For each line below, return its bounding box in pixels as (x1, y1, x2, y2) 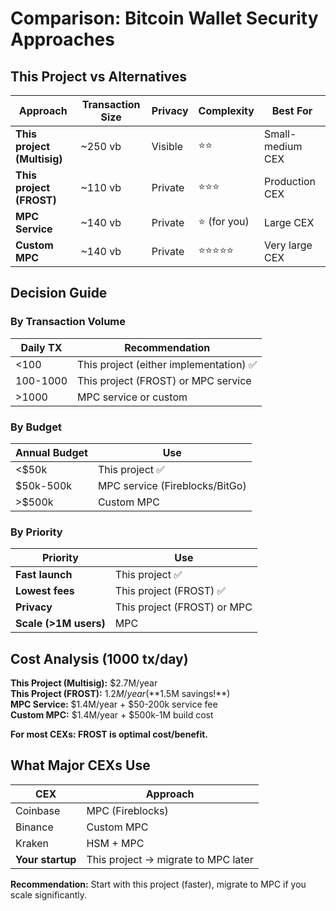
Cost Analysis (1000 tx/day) (10, 650, 189, 667)
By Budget (10, 420, 62, 434)
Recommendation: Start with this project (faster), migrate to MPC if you (10, 878, 307, 890)
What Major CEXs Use (10, 757, 151, 774)
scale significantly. (10, 888, 88, 901)
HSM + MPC (86, 836, 145, 850)
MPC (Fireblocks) (86, 803, 169, 817)
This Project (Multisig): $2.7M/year (10, 677, 158, 689)
